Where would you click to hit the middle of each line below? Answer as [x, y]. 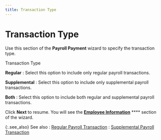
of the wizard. [19, 117]
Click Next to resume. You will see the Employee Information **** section [81, 112]
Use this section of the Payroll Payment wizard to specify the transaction [80, 48]
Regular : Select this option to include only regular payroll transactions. [78, 72]
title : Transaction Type [31, 10]
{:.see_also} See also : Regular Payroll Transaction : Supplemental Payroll [80, 127]
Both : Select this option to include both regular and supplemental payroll [80, 97]
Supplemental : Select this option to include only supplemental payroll [77, 82]
